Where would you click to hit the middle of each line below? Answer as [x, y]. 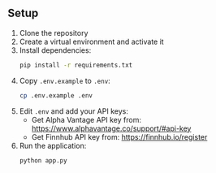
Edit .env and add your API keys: [74, 111]
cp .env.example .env [56, 95]
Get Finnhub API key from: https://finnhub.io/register [119, 136]
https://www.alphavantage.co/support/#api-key [111, 128]
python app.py [43, 160]
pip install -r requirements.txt [76, 65]
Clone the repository [54, 32]
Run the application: [53, 145]
